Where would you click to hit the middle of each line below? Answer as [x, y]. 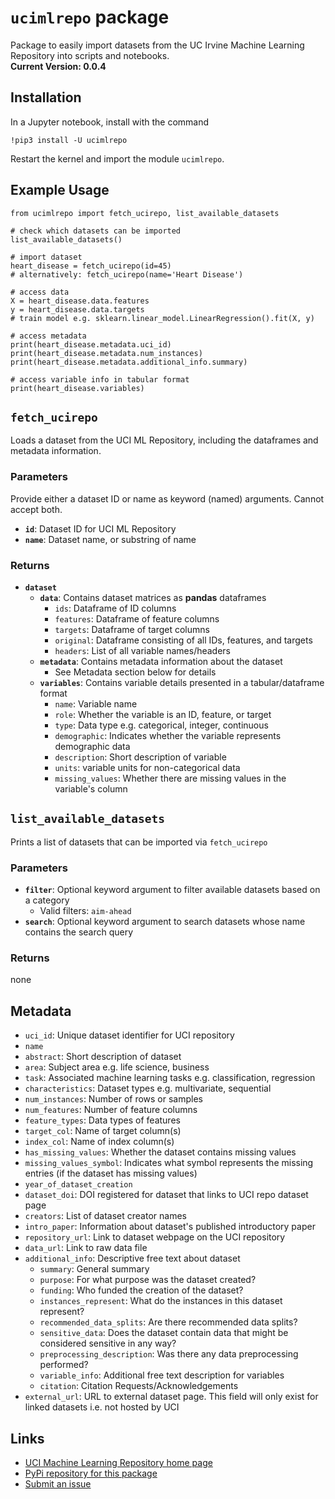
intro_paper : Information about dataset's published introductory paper [170, 1227]
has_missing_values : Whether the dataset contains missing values [160, 1152]
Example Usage [60, 190]
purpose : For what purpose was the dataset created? [148, 1280]
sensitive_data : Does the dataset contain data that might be [164, 1333]
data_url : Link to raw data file [86, 1248]
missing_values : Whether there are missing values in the [170, 778]
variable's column [91, 788]
